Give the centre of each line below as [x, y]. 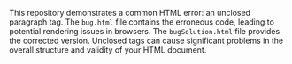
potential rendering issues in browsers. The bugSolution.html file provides [145, 31]
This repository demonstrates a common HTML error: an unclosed [130, 13]
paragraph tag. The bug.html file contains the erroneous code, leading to [142, 22]
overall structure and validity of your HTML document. [108, 50]
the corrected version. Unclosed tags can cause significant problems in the [146, 40]
